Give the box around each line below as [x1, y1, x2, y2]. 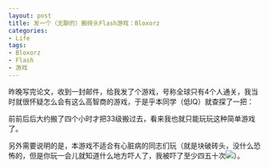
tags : [8, 42, 26, 50]
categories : [8, 26, 48, 34]
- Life [8, 34, 30, 42]
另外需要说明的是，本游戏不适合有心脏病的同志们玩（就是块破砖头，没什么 [8, 141, 254, 150]
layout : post [8, 11, 52, 20]
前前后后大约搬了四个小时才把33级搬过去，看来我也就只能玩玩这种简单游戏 [8, 114, 256, 123]
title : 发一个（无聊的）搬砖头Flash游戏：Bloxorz [8, 19, 160, 27]
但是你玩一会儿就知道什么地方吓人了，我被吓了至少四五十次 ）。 [29, 150, 244, 160]
